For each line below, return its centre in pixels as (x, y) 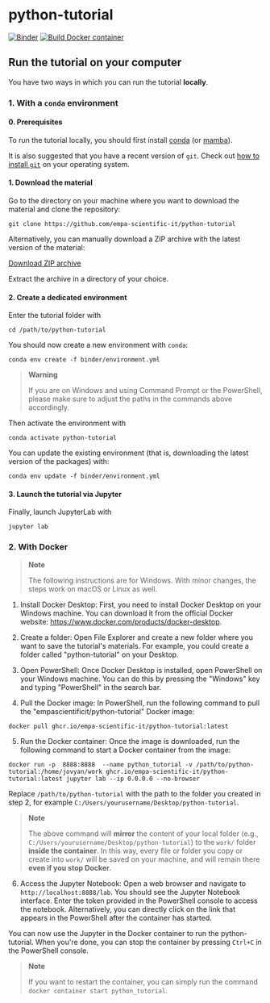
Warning (43, 375)
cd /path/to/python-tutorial (57, 330)
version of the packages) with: (59, 462)
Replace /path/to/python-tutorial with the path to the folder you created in (135, 793)
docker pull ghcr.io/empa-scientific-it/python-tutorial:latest (118, 726)
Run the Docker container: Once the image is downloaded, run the (130, 741)
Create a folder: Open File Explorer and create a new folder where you (137, 637)
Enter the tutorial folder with (55, 316)
